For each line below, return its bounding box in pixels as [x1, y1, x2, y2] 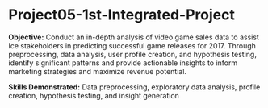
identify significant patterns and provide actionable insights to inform [8, 58, 238, 68]
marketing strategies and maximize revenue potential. [8, 66, 187, 76]
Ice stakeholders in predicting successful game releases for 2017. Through [8, 40, 257, 50]
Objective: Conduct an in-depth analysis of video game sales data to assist [8, 32, 260, 42]
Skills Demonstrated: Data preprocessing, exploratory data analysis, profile [8, 82, 261, 92]
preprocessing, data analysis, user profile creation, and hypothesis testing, [8, 49, 257, 59]
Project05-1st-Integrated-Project [8, 6, 236, 24]
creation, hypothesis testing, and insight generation [8, 90, 180, 100]
